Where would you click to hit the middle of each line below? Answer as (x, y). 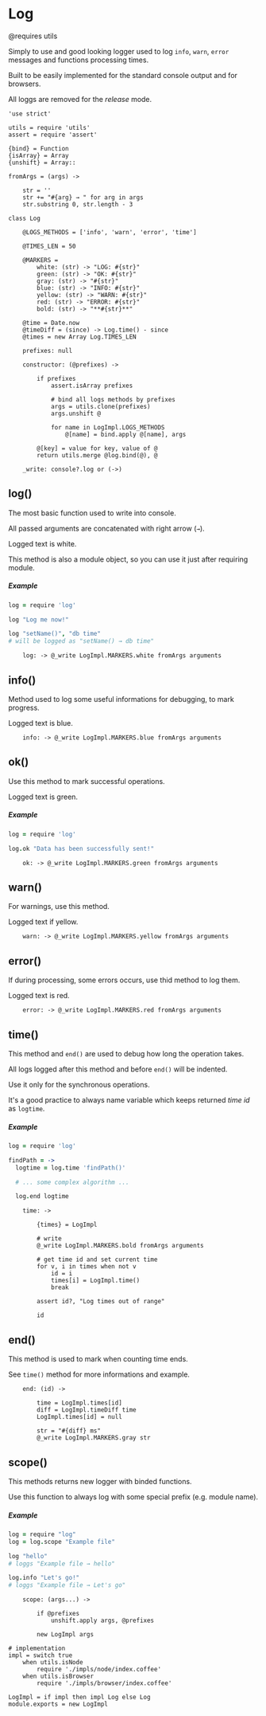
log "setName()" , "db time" (55, 634)
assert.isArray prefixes (92, 386)
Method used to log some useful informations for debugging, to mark (121, 699)
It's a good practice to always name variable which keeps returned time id (129, 1100)
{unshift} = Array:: (42, 163)
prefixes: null (48, 351)
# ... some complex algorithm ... (72, 1182)
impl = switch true (40, 1655)
